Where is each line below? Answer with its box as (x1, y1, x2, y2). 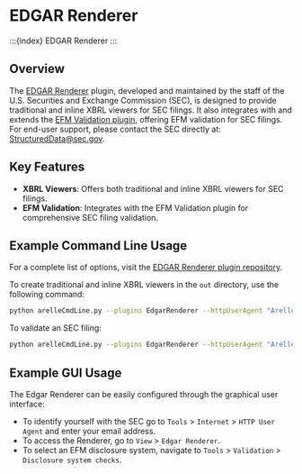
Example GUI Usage (9, 365, 122, 380)
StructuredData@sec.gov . (9, 132, 105, 144)
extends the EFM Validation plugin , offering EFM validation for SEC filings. (9, 114, 283, 124)
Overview (9, 61, 66, 77)
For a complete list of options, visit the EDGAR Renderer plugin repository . (9, 262, 283, 273)
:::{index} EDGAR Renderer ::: (9, 35, 118, 46)
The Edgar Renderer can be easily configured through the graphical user (9, 388, 279, 399)
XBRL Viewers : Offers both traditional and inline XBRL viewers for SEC (22, 183, 285, 194)
